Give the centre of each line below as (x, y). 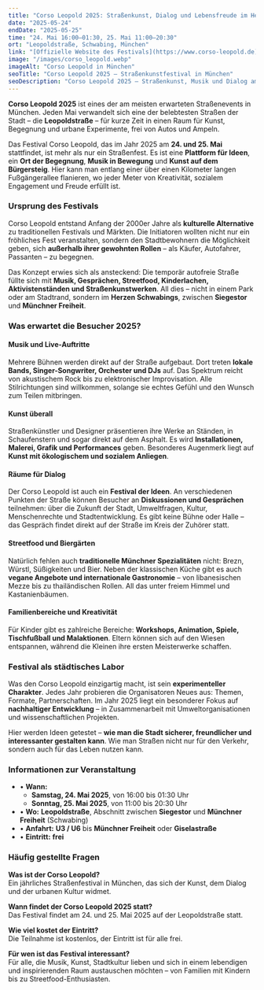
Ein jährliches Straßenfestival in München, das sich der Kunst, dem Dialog (127, 883)
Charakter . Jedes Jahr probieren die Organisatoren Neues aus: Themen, (126, 693)
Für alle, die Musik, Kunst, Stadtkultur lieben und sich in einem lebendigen (128, 962)
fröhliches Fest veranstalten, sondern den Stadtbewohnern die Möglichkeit (129, 240)
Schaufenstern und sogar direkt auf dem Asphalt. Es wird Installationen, (126, 440)
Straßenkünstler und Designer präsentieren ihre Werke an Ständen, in (121, 431)
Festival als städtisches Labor (66, 667)
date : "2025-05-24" (40, 23)
